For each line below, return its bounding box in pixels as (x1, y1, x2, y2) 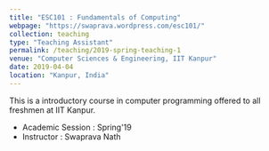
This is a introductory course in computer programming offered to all (9, 95, 261, 106)
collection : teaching (9, 29, 90, 38)
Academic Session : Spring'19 (21, 122, 132, 132)
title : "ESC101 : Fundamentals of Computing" (9, 12, 181, 22)
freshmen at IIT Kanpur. (9, 104, 96, 115)
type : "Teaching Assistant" (9, 37, 114, 47)
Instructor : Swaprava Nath (21, 131, 122, 142)
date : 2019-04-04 (9, 63, 74, 72)
